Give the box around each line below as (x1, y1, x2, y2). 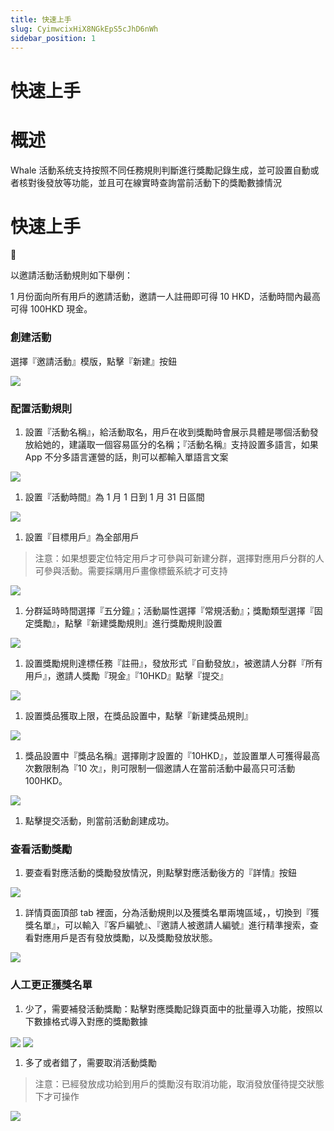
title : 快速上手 (10, 14, 72, 25)
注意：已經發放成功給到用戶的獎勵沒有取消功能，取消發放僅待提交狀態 (34, 1077, 325, 1090)
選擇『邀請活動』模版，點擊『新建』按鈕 (10, 355, 177, 367)
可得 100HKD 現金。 (10, 303, 93, 315)
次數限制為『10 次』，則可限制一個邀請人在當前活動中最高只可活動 (24, 762, 296, 775)
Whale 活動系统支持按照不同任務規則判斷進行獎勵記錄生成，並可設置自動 (10, 164, 311, 176)
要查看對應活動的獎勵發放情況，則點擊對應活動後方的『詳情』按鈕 (24, 867, 297, 879)
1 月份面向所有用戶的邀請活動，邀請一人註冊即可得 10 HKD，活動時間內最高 (10, 291, 321, 303)
